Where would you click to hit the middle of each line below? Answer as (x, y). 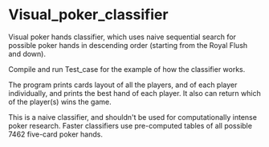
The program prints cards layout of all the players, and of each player (123, 85)
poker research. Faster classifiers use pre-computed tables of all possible (130, 125)
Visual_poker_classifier (88, 15)
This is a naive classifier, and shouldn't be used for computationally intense (132, 117)
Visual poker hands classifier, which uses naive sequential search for (122, 37)
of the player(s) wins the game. (60, 101)
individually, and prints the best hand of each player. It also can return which (134, 93)
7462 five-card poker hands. (55, 134)
